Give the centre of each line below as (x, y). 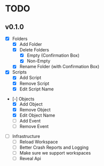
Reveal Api (30, 159)
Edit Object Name (37, 115)
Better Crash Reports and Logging (54, 147)
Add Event (30, 121)
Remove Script (34, 83)
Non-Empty (39, 61)
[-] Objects (23, 99)
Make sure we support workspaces (55, 153)
